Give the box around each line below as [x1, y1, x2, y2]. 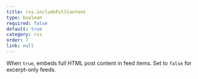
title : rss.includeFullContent [6, 9, 86, 15]
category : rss [6, 32, 43, 38]
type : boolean [6, 15, 43, 21]
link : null [6, 43, 34, 49]
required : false [6, 20, 48, 26]
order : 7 [6, 37, 29, 43]
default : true [6, 26, 43, 32]
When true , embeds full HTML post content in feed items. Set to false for [6, 59, 192, 67]
